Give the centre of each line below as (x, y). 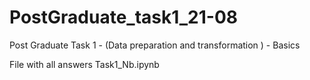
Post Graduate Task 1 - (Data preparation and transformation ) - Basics (155, 45)
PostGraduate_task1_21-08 (124, 17)
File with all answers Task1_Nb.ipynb (84, 64)
